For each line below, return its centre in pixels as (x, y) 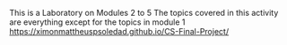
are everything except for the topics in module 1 (97, 22)
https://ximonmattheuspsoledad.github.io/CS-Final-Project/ (119, 31)
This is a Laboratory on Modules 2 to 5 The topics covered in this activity (144, 13)
